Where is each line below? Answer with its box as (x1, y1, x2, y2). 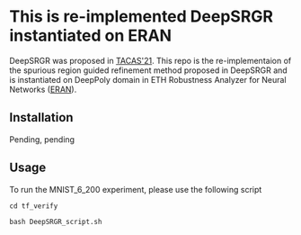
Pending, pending (9, 133, 75, 145)
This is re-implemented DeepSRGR (9, 6, 274, 27)
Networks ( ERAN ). (9, 84, 77, 95)
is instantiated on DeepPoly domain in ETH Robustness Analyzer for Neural (9, 74, 287, 85)
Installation (9, 110, 74, 125)
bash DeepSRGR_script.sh (9, 217, 102, 226)
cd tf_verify (9, 201, 58, 211)
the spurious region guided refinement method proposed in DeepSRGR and (9, 65, 288, 76)
